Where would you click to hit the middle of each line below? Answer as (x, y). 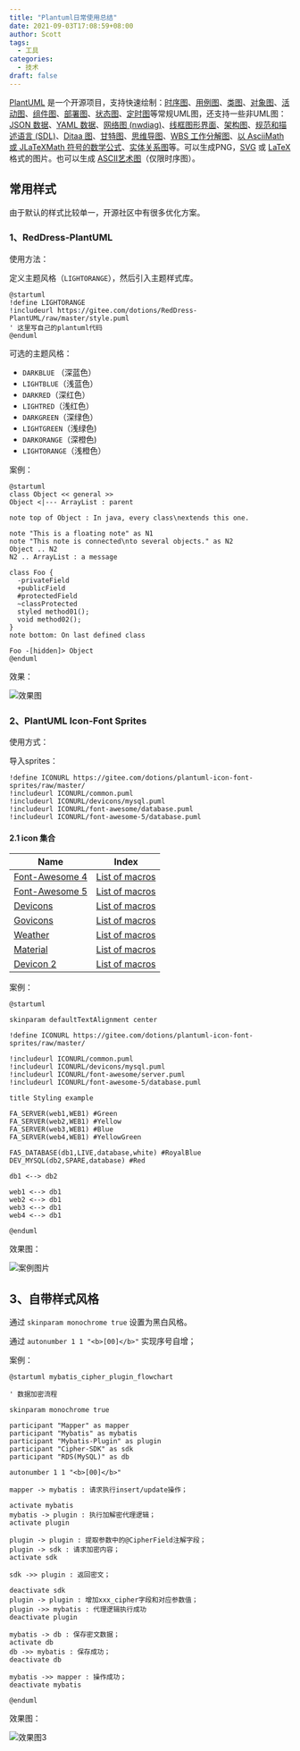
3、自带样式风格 (54, 1299)
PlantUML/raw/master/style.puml (69, 318)
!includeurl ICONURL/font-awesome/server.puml (97, 1075)
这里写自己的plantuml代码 (60, 327)
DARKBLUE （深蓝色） (59, 372)
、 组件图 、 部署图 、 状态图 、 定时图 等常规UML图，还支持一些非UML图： (156, 114)
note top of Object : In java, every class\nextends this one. (129, 518)
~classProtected (47, 604)
